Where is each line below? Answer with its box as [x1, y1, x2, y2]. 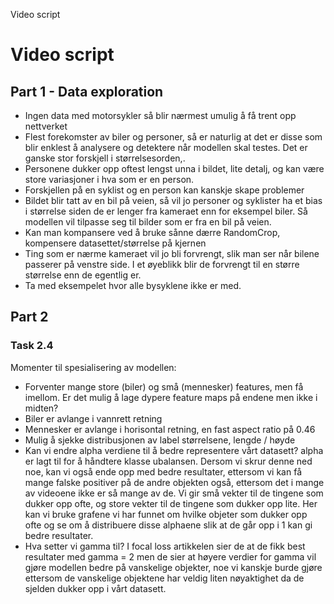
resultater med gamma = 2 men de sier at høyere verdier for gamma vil [24, 550, 317, 563]
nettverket [24, 120, 68, 132]
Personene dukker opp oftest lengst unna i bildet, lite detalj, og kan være [24, 163, 325, 174]
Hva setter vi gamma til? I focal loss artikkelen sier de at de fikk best [24, 540, 306, 552]
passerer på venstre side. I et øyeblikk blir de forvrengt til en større [24, 259, 300, 270]
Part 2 [10, 309, 49, 326]
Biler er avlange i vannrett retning [24, 412, 163, 424]
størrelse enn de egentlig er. [24, 269, 142, 281]
